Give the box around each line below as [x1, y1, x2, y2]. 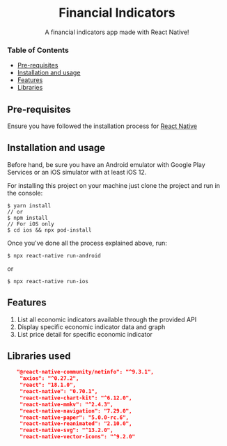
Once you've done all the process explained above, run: [7, 239, 167, 247]
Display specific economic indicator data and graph [17, 322, 166, 331]
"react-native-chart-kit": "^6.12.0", [19, 395, 132, 401]
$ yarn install [7, 202, 52, 209]
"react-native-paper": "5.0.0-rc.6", [19, 414, 130, 421]
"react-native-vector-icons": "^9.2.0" [19, 433, 136, 440]
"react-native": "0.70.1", [19, 388, 98, 395]
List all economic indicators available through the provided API [17, 315, 197, 324]
